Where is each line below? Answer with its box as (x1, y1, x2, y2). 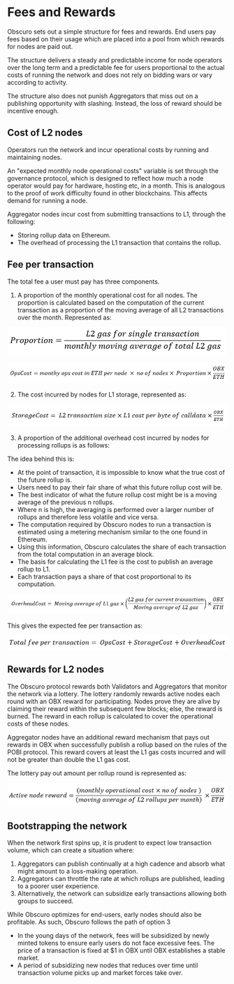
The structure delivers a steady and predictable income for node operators (7, 55, 222, 64)
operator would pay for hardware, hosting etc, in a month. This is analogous (7, 181, 226, 190)
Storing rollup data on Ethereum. (17, 230, 111, 239)
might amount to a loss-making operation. (17, 867, 138, 875)
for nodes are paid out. (7, 42, 73, 50)
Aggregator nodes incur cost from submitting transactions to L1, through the (7, 209, 226, 218)
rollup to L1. (17, 565, 51, 574)
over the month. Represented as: (17, 313, 112, 321)
